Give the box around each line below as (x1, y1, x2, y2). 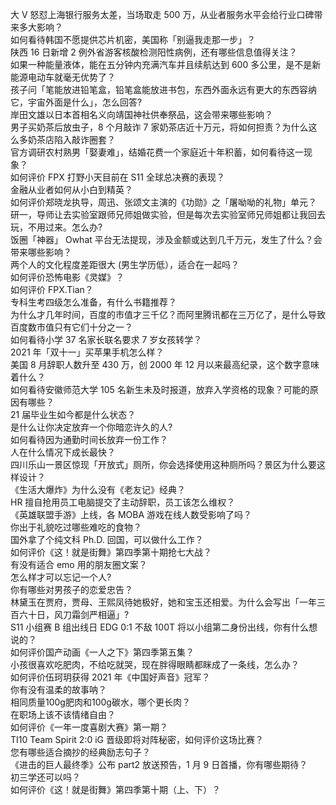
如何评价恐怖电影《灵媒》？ (10, 271, 125, 283)
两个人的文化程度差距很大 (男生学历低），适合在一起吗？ (10, 259, 240, 270)
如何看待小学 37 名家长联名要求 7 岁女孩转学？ (10, 334, 203, 345)
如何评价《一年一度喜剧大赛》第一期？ (10, 721, 168, 733)
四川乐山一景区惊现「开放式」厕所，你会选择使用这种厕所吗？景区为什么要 (10, 459, 317, 470)
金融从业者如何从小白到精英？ (10, 184, 133, 195)
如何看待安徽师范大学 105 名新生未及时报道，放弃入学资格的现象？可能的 (10, 384, 310, 395)
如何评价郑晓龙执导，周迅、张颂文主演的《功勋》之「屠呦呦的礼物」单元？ (10, 196, 317, 208)
